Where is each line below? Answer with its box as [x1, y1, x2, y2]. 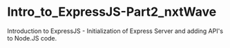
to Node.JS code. [7, 34, 57, 42]
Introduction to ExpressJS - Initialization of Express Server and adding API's [7, 27, 223, 35]
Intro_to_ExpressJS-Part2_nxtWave [7, 4, 217, 20]
